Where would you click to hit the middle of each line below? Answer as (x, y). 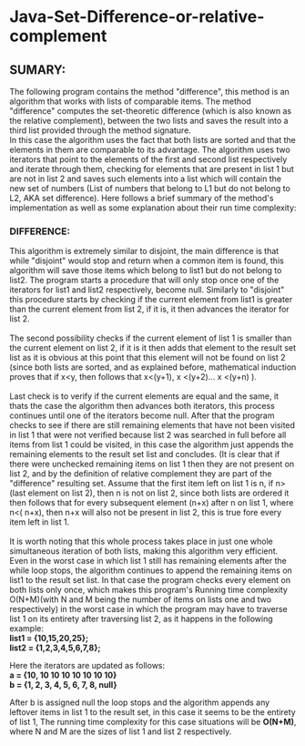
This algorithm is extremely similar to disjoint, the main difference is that (144, 251)
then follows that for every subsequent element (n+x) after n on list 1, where (152, 503)
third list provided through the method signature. (100, 130)
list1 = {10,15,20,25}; (49, 639)
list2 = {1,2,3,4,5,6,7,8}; (55, 648)
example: (26, 628)
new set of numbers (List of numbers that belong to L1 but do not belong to (150, 188)
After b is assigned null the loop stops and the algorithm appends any (140, 702)
